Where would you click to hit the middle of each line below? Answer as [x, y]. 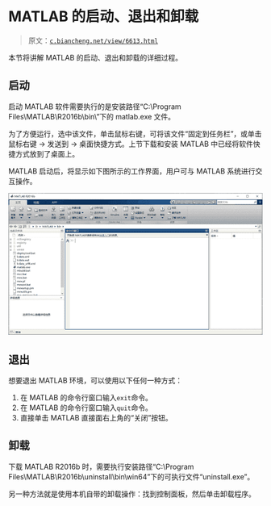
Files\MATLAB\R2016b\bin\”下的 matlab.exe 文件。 [92, 116]
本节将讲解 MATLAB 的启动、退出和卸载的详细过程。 [96, 57]
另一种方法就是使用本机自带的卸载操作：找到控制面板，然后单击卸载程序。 [132, 494]
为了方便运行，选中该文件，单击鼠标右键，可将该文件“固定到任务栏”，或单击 [135, 133]
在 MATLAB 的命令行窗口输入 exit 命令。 [86, 398]
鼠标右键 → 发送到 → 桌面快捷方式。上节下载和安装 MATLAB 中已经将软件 [131, 144]
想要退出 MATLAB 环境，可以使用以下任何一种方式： [96, 381]
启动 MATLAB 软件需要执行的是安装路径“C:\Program [95, 107]
